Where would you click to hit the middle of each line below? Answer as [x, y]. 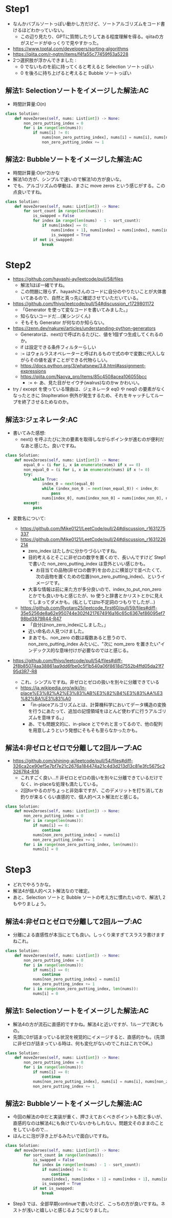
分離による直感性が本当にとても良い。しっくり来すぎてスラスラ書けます [89, 935]
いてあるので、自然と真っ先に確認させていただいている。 [81, 298]
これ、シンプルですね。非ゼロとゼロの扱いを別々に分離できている [90, 682]
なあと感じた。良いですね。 [50, 446]
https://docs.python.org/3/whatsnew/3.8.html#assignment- [83, 366]
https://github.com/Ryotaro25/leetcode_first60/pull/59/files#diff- [89, 607]
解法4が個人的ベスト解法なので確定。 [52, 891]
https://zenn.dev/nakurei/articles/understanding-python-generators [84, 329]
